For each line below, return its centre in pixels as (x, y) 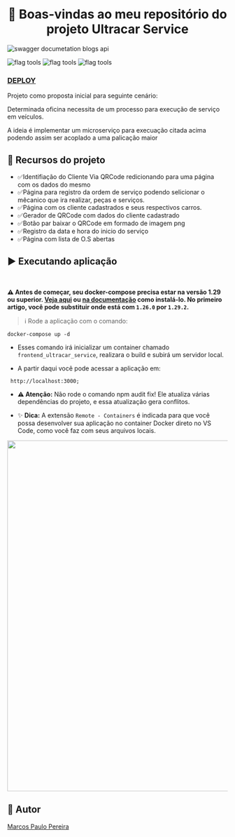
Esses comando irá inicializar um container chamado (93, 347)
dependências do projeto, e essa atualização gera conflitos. (104, 401)
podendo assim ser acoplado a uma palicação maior (83, 138)
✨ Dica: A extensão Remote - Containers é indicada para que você (113, 415)
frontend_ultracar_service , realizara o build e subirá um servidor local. (120, 354)
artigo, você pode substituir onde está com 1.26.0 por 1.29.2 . (98, 307)
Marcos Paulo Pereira (38, 826)
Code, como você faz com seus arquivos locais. (86, 430)
